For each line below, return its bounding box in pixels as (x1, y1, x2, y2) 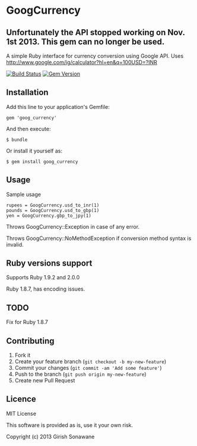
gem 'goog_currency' (6, 114, 58, 121)
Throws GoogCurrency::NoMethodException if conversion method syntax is (6, 235, 192, 242)
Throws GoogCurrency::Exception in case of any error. (6, 223, 140, 230)
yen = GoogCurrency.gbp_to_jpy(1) (6, 213, 92, 219)
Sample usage (6, 191, 42, 198)
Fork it (14, 352, 31, 359)
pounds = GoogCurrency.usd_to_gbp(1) (6, 207, 100, 213)
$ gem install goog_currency (6, 158, 78, 164)
